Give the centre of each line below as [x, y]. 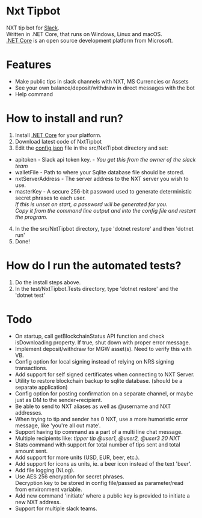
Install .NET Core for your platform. [58, 135]
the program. [31, 217]
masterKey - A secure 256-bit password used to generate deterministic [103, 191]
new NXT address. [38, 502]
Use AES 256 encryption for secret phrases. [69, 477]
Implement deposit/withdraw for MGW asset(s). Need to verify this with [103, 349]
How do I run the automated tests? [94, 266]
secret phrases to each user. [50, 198]
